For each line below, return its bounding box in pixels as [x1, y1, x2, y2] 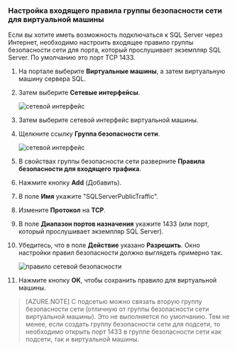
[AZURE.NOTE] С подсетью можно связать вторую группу [25, 297, 203, 306]
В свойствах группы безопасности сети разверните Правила [18, 157, 205, 165]
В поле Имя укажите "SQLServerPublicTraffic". [18, 192, 159, 201]
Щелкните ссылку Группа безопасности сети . [18, 130, 160, 138]
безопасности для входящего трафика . [18, 165, 141, 173]
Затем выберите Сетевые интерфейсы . [18, 88, 140, 97]
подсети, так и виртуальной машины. [25, 335, 139, 344]
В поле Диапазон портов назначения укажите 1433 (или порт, [18, 219, 209, 229]
